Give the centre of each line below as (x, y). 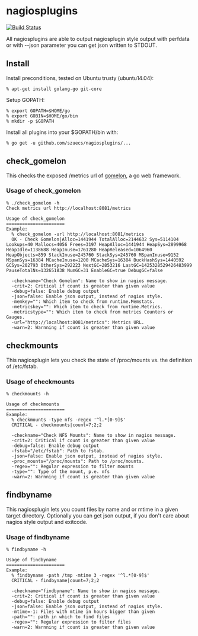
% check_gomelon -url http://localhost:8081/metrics (78, 234)
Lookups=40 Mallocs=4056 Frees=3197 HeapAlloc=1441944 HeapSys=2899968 (96, 244)
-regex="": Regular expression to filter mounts (73, 466)
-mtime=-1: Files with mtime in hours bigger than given (83, 612)
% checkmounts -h (28, 394)
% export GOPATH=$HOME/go (38, 111)
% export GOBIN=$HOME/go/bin (42, 116)
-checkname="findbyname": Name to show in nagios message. (86, 591)
